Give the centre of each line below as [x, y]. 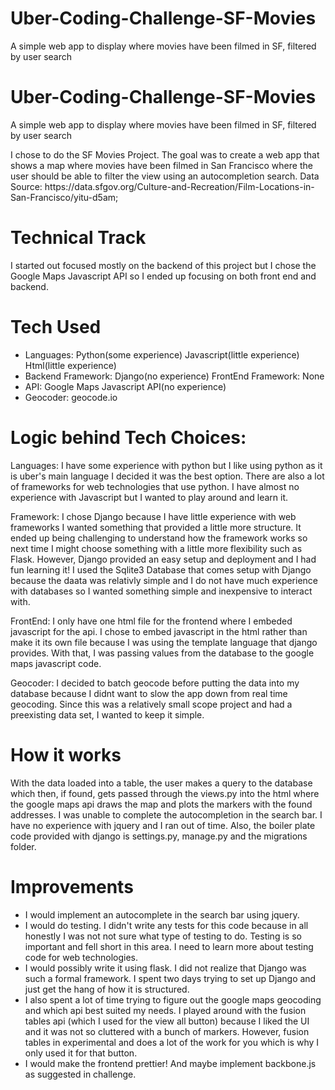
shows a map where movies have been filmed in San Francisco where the [161, 165]
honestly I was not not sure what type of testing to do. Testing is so [163, 936]
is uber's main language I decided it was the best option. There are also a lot [167, 476]
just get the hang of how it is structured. [107, 989]
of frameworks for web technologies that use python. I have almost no [155, 486]
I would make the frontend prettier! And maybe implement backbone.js [170, 1063]
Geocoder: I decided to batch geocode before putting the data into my [155, 683]
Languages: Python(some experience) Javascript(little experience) [162, 354]
